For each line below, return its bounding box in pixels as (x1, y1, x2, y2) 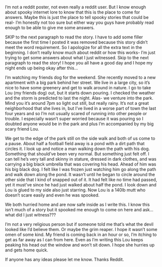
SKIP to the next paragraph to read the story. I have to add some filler (5, 34, 143, 40)
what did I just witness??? (5, 212, 56, 217)
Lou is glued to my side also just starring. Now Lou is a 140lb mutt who (5, 187, 146, 193)
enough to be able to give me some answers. (5, 25, 95, 31)
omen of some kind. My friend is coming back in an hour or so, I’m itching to (5, 232, 157, 237)
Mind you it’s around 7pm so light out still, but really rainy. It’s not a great (5, 100, 149, 106)
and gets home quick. (5, 247, 48, 253)
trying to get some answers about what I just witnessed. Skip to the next (5, 55, 149, 60)
